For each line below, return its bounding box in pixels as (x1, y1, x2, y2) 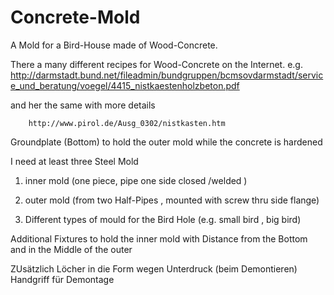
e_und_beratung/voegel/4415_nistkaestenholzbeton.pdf (10, 79, 240, 91)
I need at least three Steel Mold (10, 155, 139, 167)
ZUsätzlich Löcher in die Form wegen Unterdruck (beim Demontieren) (10, 262, 298, 275)
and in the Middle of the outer (10, 243, 133, 255)
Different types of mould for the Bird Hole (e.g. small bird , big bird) (24, 213, 302, 225)
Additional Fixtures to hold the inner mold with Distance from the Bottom (10, 232, 308, 245)
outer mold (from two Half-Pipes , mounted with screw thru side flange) (24, 194, 320, 206)
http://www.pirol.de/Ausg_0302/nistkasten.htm (28, 118, 226, 128)
